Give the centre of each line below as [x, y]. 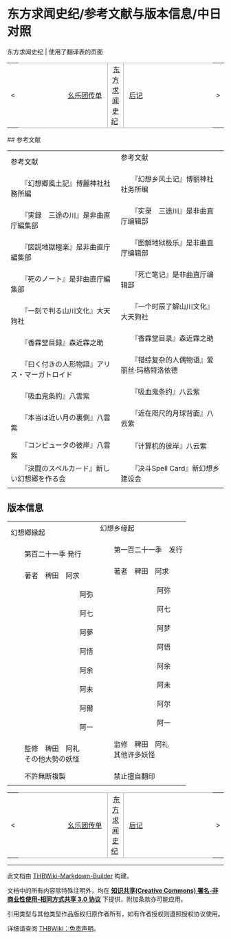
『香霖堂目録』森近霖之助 [64, 342]
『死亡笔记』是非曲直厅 [171, 274]
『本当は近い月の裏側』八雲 [68, 417]
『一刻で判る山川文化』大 [64, 311]
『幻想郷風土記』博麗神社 [64, 183]
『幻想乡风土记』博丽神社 [174, 178]
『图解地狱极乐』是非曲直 [174, 243]
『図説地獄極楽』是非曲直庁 [68, 247]
